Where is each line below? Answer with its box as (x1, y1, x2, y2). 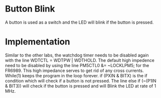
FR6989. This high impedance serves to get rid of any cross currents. (5, 68, 144, 73)
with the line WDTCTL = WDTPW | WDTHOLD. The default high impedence (5, 57, 155, 63)
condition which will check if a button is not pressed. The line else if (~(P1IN (5, 78, 157, 84)
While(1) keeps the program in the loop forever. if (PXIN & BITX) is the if (5, 72, 147, 78)
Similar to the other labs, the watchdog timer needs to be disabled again (5, 52, 149, 58)
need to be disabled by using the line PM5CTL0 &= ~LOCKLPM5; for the (5, 62, 149, 68)
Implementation (5, 36, 70, 47)
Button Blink (5, 3, 55, 14)
